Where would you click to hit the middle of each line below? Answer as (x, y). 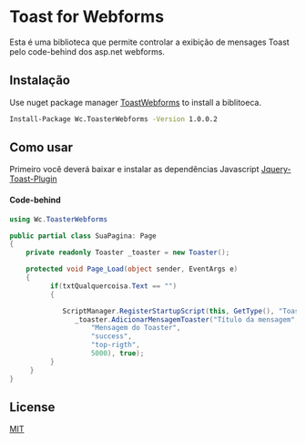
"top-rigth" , (116, 345)
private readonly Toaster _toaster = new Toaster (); (128, 252)
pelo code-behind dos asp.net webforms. (87, 51)
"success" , (111, 336)
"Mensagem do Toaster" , (136, 328)
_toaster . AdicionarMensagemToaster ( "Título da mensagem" (185, 319)
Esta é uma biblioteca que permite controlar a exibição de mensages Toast (149, 42)
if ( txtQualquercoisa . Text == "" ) (113, 286)
